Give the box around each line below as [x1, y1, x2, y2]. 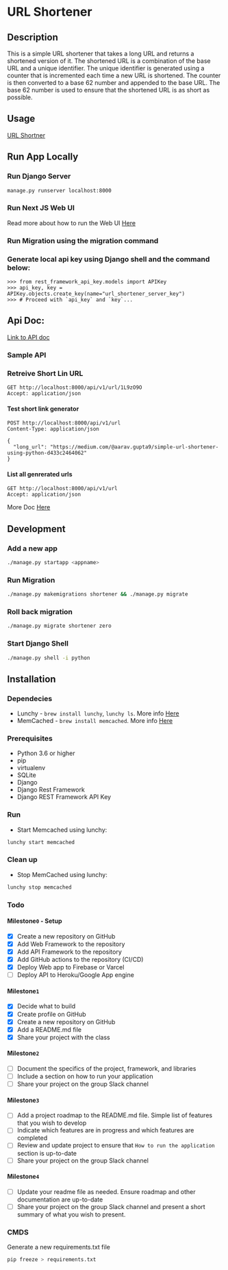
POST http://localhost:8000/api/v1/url [7, 420, 121, 427]
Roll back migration [7, 607, 73, 616]
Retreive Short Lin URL [7, 368, 84, 378]
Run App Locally [7, 151, 79, 163]
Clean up [7, 855, 38, 865]
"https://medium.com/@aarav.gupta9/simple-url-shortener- [50, 444, 219, 450]
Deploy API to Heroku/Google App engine [16, 971, 135, 979]
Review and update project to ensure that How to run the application [16, 1141, 215, 1150]
